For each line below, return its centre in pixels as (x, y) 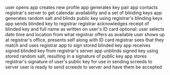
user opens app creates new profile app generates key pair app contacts (81, 7)
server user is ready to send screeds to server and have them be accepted (83, 67)
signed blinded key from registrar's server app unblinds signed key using (82, 51)
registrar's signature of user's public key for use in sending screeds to (79, 61)
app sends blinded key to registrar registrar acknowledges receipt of (77, 23)
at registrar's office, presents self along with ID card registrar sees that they (85, 40)
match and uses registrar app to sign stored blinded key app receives (78, 45)
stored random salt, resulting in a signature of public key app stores (76, 56)
